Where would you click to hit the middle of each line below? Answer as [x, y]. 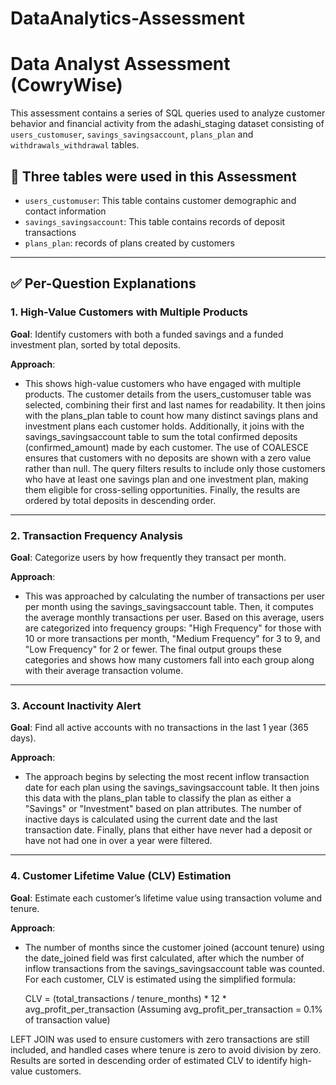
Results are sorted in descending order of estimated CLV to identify [149, 1060]
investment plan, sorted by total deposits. [95, 344]
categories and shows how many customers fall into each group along [169, 659]
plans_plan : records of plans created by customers [129, 243]
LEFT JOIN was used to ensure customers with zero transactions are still [160, 1039]
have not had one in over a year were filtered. [118, 841]
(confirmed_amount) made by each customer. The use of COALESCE [166, 447]
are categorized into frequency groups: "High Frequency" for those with [173, 628]
